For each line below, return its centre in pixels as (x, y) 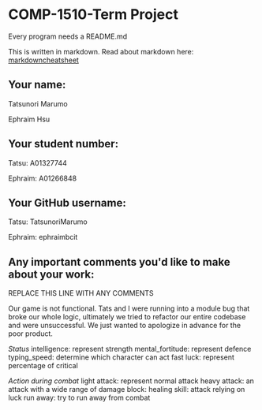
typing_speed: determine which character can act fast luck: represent (122, 357)
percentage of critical (43, 366)
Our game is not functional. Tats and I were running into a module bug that (129, 308)
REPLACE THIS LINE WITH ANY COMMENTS (81, 293)
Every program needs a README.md (68, 36)
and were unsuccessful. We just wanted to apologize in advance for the (125, 326)
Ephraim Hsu (29, 119)
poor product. (31, 334)
